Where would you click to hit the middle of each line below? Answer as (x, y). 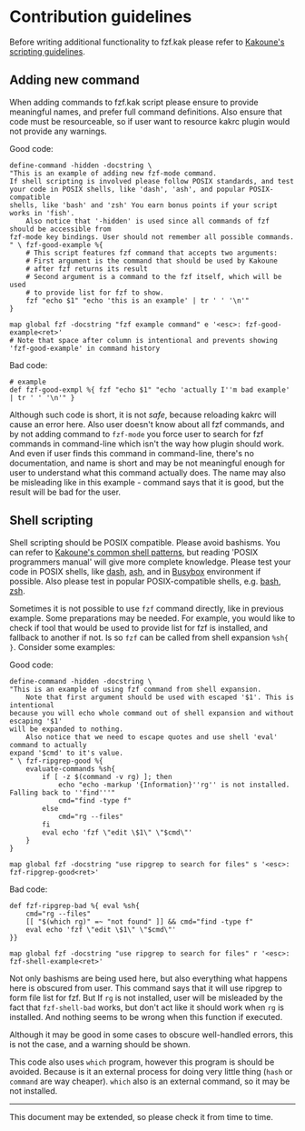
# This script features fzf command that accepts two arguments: (152, 253)
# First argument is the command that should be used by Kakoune (152, 261)
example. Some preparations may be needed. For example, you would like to (152, 618)
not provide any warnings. (58, 131)
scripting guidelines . (48, 51)
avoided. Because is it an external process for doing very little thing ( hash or (151, 1071)
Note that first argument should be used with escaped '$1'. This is (160, 697)
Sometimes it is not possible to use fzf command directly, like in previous (147, 608)
